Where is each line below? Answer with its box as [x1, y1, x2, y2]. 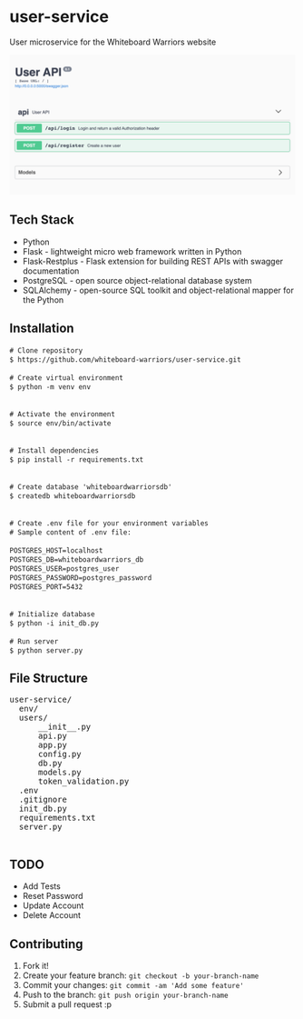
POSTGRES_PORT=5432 [9, 582, 83, 592]
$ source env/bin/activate [9, 418, 112, 428]
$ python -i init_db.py [9, 618, 100, 628]
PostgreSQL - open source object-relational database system [22, 275, 252, 285]
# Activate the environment [9, 409, 116, 419]
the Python [22, 294, 64, 305]
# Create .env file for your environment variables [9, 518, 209, 528]
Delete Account [22, 910, 82, 921]
